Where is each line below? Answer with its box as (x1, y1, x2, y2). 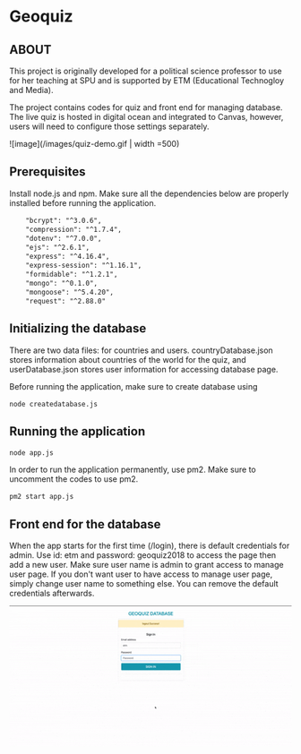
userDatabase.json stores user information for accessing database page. (9, 364, 279, 374)
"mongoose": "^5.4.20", (25, 287, 115, 296)
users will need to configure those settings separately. (9, 121, 210, 132)
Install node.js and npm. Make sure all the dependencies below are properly (9, 188, 289, 199)
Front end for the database (9, 517, 161, 532)
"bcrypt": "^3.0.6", (25, 216, 102, 225)
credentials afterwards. (9, 588, 95, 599)
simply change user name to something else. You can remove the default (9, 578, 279, 589)
